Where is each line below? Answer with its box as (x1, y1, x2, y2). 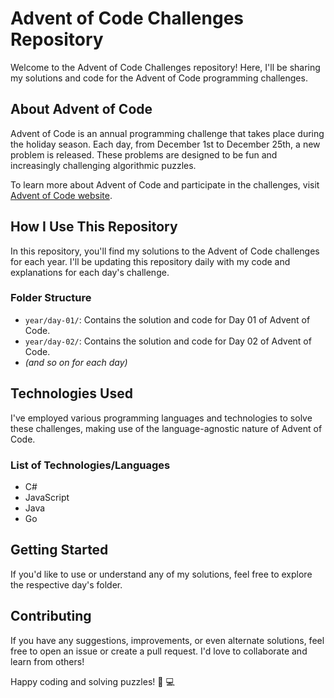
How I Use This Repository (10, 218, 178, 236)
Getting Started (10, 542, 109, 559)
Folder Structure (10, 291, 92, 305)
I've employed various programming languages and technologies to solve (10, 412, 313, 424)
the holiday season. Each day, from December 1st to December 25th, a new (10, 138, 321, 150)
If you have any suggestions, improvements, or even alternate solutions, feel (10, 634, 325, 646)
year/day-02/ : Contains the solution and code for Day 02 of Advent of (24, 335, 312, 347)
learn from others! (10, 655, 85, 667)
